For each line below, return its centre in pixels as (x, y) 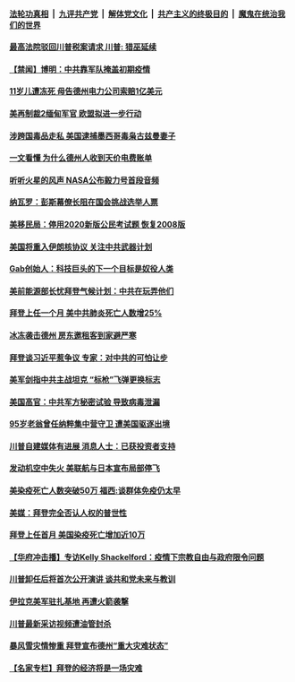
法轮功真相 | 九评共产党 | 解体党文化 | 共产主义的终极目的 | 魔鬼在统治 (143, 13)
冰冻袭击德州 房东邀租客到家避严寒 (73, 335)
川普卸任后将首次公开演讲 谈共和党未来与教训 (93, 579)
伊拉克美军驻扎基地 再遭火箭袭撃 (69, 601)
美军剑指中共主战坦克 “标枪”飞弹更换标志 (85, 380)
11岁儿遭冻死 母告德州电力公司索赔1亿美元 (86, 91)
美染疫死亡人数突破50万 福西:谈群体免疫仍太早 (95, 491)
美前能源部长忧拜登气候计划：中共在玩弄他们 (92, 290)
